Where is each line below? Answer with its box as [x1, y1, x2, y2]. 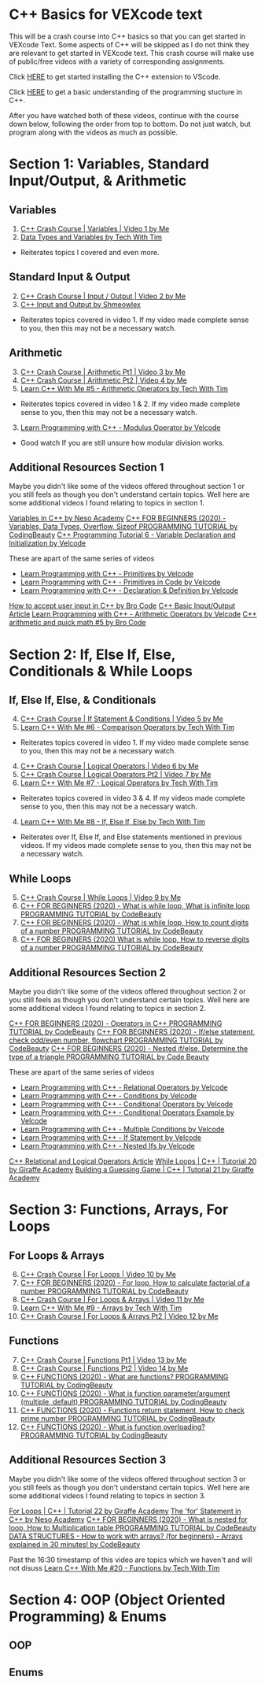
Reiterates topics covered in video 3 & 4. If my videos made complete [20, 794, 246, 803]
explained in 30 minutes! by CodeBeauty [9, 1539, 141, 1549]
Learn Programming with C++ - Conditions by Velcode [20, 1091, 197, 1100]
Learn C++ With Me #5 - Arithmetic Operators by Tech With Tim [20, 383, 229, 393]
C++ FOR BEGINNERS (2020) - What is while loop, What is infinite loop [20, 901, 250, 911]
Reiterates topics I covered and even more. [20, 247, 160, 257]
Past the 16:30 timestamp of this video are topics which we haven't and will [9, 1555, 252, 1564]
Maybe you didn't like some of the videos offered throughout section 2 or [9, 986, 246, 996]
